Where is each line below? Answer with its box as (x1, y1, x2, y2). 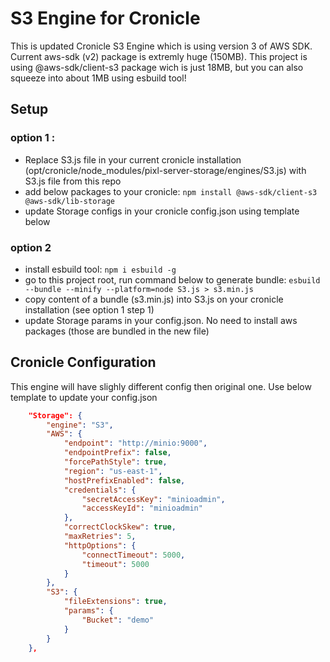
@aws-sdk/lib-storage (24, 196, 115, 206)
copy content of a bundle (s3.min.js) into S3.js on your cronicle (24, 293, 284, 305)
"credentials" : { (63, 485, 137, 495)
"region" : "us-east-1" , (63, 466, 163, 476)
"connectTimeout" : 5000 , (81, 550, 186, 560)
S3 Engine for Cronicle (10, 7, 201, 30)
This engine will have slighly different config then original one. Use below (10, 380, 312, 392)
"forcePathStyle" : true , (63, 457, 168, 467)
